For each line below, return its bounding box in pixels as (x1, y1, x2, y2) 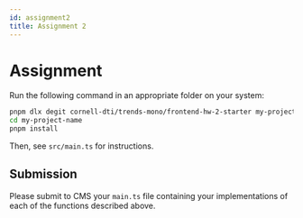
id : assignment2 (9, 13, 70, 23)
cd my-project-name (9, 116, 83, 125)
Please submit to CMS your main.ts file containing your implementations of (9, 190, 289, 201)
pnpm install (9, 124, 59, 133)
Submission (9, 167, 78, 182)
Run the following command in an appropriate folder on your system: (9, 90, 264, 101)
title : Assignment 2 (9, 22, 87, 31)
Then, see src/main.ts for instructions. (9, 141, 154, 151)
